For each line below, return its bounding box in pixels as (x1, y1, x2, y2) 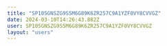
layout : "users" (7, 28, 54, 36)
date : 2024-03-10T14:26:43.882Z (7, 16, 100, 23)
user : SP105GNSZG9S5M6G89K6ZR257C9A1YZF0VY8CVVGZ (7, 22, 153, 29)
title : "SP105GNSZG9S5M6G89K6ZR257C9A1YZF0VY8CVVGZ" (7, 9, 162, 17)
